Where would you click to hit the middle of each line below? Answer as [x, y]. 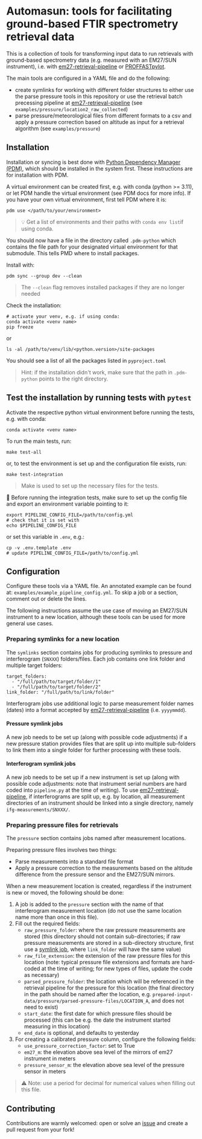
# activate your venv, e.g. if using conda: [63, 316]
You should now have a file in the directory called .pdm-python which [91, 240]
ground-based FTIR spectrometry [92, 24]
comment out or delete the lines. [47, 599]
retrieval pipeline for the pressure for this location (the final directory [109, 988]
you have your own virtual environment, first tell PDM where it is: [87, 199]
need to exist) [41, 1007]
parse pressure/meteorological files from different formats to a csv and [103, 116]
